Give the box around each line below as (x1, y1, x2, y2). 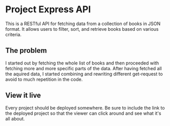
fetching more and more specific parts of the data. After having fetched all (5, 65, 162, 71)
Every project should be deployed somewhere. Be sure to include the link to (5, 104, 165, 111)
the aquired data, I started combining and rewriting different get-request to (5, 71, 163, 77)
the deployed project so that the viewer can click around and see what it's (5, 110, 161, 116)
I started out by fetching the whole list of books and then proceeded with (5, 60, 159, 66)
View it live (5, 91, 41, 100)
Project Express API (5, 4, 91, 15)
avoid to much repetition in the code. (5, 76, 83, 82)
